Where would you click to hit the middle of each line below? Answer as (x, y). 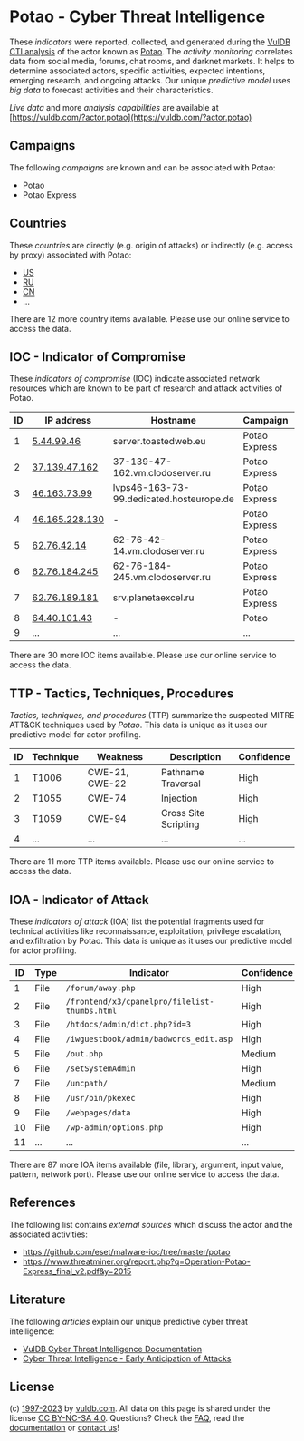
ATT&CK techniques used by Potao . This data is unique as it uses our (138, 725)
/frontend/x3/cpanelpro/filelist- (140, 1002)
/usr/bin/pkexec (100, 1098)
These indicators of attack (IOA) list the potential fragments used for (137, 921)
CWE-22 (107, 784)
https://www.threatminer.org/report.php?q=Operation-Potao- (136, 1261)
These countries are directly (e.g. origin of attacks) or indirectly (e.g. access (152, 245)
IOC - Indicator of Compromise (97, 357)
